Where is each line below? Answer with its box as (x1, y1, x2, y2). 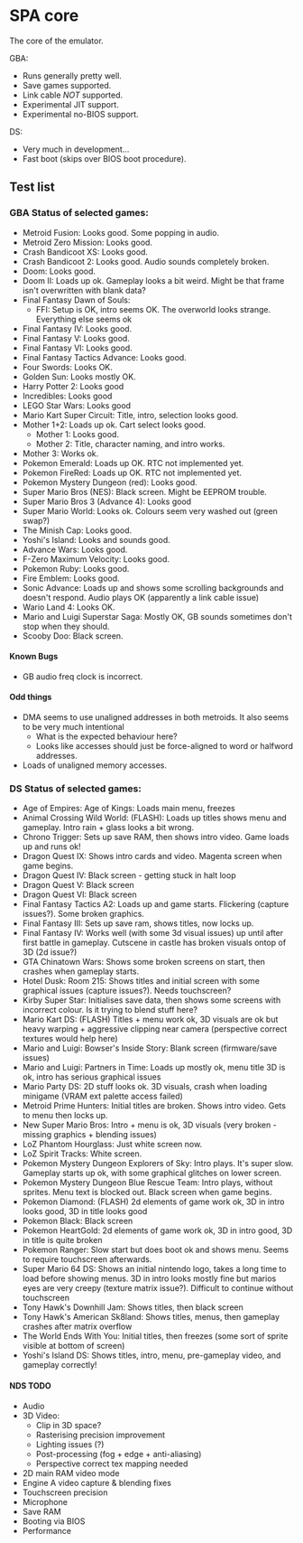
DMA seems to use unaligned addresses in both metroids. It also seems (22, 712, 289, 723)
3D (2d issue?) (22, 947, 78, 958)
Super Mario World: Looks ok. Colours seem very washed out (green (22, 505, 278, 516)
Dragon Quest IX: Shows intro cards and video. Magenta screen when (22, 851, 282, 862)
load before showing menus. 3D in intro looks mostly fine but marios (22, 1273, 277, 1284)
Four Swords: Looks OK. (22, 361, 113, 372)
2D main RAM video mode (22, 1467, 120, 1478)
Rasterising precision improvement (35, 1429, 165, 1440)
